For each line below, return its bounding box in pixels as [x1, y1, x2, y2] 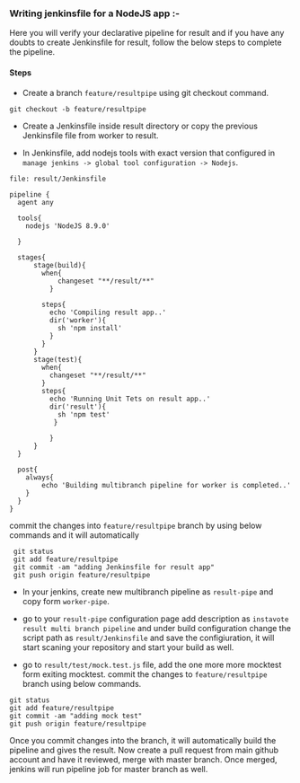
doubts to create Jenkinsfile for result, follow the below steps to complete [9, 37, 282, 48]
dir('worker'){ [49, 315, 106, 325]
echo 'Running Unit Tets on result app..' [49, 394, 211, 403]
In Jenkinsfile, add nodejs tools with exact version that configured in [22, 147, 276, 158]
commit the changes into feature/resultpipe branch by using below [9, 520, 262, 531]
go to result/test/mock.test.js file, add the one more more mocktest [22, 659, 282, 670]
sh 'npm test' [57, 409, 110, 419]
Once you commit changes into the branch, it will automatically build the [9, 735, 277, 745]
